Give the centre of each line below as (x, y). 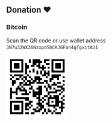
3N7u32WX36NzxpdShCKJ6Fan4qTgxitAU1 (52, 47)
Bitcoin (17, 27)
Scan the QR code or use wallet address (56, 40)
